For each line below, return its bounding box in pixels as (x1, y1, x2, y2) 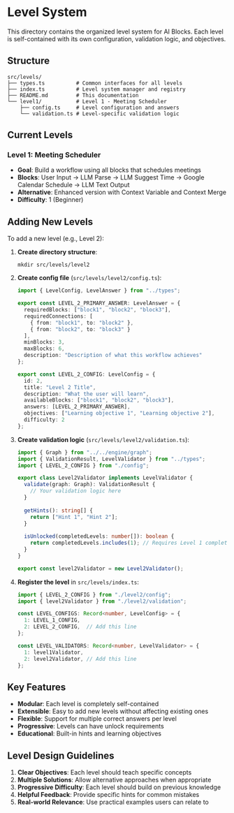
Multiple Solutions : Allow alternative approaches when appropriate (17, 776, 212, 784)
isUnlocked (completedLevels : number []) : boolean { (24, 533, 175, 540)
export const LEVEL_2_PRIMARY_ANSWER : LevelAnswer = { (17, 300, 181, 307)
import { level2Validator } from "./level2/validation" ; (17, 598, 187, 605)
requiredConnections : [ (24, 312, 93, 320)
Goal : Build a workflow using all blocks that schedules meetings (17, 166, 201, 175)
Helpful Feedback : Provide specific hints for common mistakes (17, 791, 200, 798)
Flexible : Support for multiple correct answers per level (17, 715, 177, 723)
